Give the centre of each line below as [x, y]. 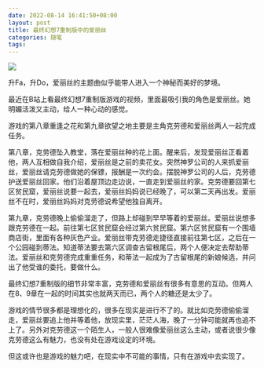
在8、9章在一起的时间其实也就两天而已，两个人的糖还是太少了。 [112, 293]
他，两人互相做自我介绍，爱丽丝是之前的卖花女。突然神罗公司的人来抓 [122, 162]
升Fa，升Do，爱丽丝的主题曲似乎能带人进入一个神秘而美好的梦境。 [117, 82]
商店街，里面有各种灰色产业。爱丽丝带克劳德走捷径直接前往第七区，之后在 [128, 238]
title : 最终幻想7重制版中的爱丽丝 [57, 30]
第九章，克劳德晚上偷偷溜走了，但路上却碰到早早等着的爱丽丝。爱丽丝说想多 [132, 218]
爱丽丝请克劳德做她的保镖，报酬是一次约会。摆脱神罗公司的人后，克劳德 [139, 172]
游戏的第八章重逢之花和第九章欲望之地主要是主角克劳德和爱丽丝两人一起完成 [132, 126]
